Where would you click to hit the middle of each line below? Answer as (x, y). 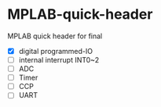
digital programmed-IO (56, 51)
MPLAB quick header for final (55, 36)
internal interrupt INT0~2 (59, 60)
